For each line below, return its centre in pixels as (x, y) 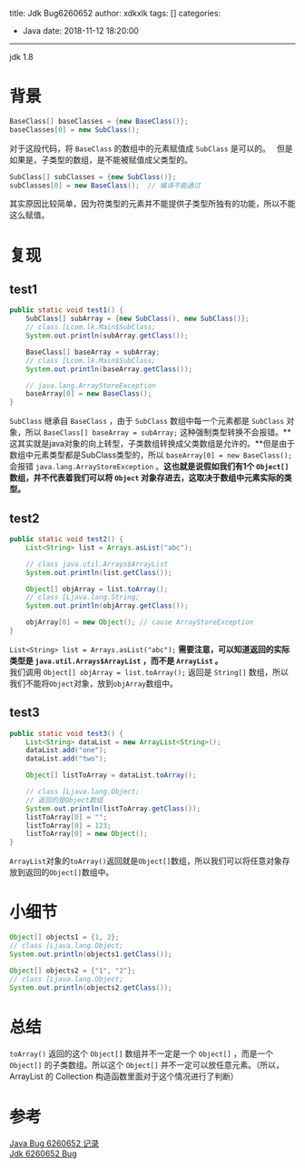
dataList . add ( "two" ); (66, 759)
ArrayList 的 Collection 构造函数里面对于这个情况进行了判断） (124, 1076)
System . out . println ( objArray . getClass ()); (107, 606)
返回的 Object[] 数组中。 (69, 872)
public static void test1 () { (67, 310)
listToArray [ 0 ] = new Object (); (87, 834)
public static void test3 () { (67, 733)
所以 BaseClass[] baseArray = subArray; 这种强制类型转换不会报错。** (158, 432)
